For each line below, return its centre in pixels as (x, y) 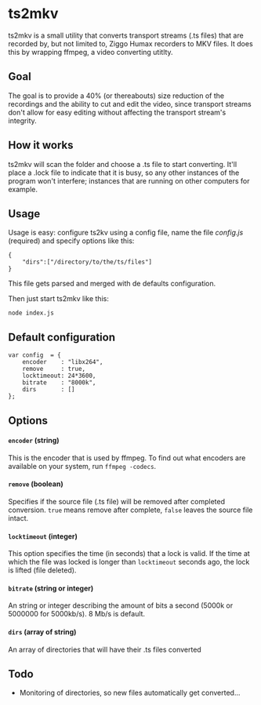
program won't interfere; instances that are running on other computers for (129, 180)
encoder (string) (34, 441)
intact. (18, 518)
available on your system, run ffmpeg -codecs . (82, 466)
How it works (41, 145)
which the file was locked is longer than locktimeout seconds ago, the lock (129, 562)
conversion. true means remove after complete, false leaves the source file (130, 510)
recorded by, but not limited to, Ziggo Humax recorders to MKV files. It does (130, 43)
